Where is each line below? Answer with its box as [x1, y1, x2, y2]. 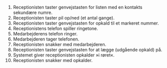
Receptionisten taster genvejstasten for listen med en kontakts [13, 4, 143, 10]
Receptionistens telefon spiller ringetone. [13, 25, 99, 31]
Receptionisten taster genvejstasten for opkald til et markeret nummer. [13, 20, 159, 26]
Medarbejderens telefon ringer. [13, 31, 77, 36]
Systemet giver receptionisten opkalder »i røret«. [13, 52, 115, 58]
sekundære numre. [13, 9, 53, 15]
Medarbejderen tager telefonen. [13, 36, 79, 42]
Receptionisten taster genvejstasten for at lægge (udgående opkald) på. [13, 47, 162, 52]
